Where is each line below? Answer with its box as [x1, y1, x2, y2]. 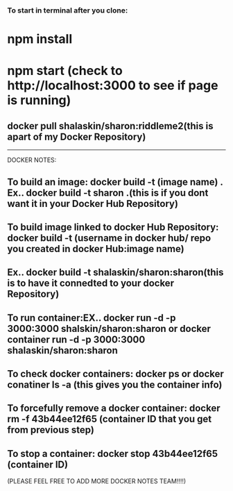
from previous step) [7, 424, 95, 436]
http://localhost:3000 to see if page [7, 78, 218, 94]
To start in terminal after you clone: [7, 6, 128, 15]
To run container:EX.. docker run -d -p [7, 312, 176, 324]
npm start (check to [7, 63, 123, 78]
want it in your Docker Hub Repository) [7, 197, 179, 210]
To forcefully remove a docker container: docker [7, 402, 221, 415]
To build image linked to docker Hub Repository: [7, 221, 219, 233]
